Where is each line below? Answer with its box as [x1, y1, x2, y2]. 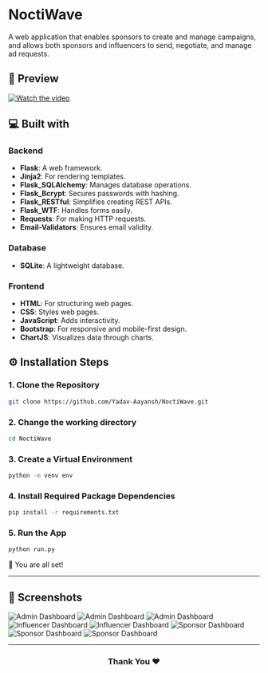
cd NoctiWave [8, 435, 52, 443]
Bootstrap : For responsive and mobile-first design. [19, 325, 187, 334]
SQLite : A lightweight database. [19, 261, 125, 270]
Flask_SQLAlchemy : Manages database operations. [19, 180, 192, 190]
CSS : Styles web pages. [19, 307, 100, 317]
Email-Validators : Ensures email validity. [19, 222, 154, 232]
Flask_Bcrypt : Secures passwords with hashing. [19, 189, 179, 199]
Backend [8, 145, 44, 156]
